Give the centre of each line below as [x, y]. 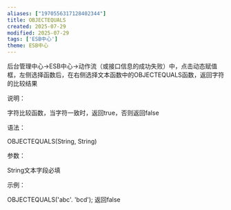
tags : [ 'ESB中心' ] [32, 39]
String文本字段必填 [34, 170]
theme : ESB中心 [28, 46]
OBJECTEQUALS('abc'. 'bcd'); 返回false [64, 200]
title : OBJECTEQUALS [37, 20]
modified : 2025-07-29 [38, 33]
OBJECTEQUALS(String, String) [52, 141]
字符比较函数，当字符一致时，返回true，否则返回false [83, 113]
